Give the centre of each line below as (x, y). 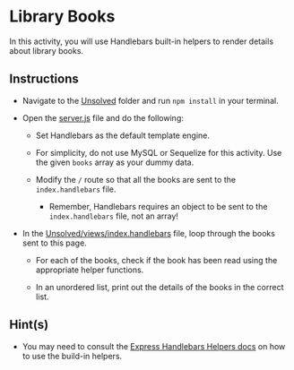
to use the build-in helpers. (72, 356)
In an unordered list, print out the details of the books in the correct (160, 287)
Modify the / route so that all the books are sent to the (135, 179)
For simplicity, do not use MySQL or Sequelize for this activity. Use (159, 152)
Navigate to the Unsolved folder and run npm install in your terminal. (151, 100)
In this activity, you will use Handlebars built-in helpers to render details (142, 41)
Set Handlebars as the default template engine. (123, 135)
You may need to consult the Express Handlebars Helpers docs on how (154, 346)
